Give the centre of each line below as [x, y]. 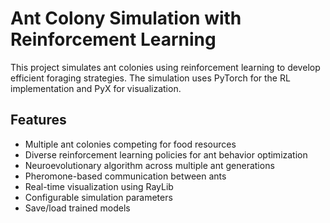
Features [38, 120]
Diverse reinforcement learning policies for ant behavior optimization [166, 154]
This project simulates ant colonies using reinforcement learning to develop [165, 67]
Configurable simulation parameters [98, 197]
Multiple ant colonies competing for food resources [130, 144]
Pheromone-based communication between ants [125, 176]
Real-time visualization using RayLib [99, 186]
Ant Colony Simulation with [126, 18]
